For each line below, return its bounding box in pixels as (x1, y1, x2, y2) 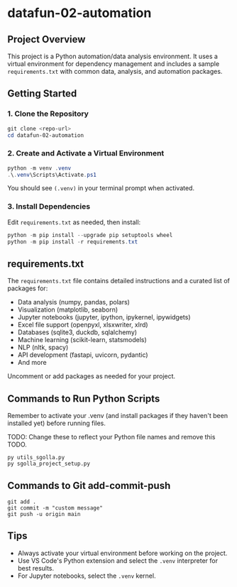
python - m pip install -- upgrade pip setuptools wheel (7, 231, 173, 238)
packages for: (7, 284, 48, 292)
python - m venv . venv (7, 165, 72, 172)
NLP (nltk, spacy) (17, 343, 69, 352)
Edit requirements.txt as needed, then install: (7, 218, 141, 226)
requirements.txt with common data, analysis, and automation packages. (7, 67, 223, 75)
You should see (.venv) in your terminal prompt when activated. (7, 184, 195, 192)
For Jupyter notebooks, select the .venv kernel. (17, 571, 156, 580)
